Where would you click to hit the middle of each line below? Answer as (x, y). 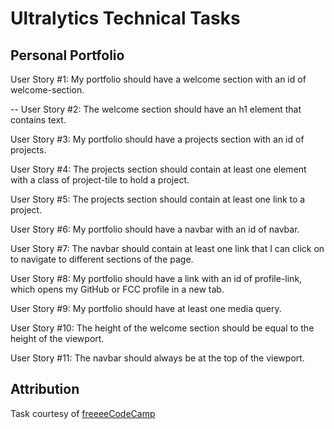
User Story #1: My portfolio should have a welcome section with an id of (158, 79)
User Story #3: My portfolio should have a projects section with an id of (157, 139)
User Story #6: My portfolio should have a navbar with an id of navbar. (155, 229)
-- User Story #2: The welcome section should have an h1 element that (156, 109)
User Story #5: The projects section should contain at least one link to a (158, 199)
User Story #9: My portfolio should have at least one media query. (146, 308)
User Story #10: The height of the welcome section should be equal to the (162, 328)
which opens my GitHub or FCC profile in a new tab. (117, 289)
